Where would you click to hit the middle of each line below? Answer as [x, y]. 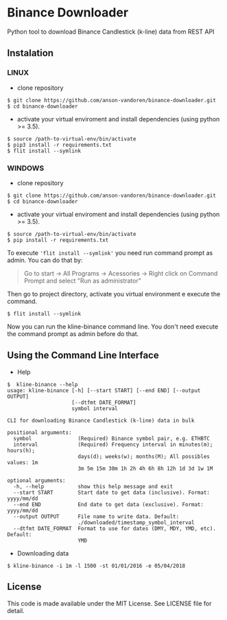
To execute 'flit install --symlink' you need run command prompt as [110, 252]
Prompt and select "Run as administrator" [83, 281]
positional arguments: [39, 432]
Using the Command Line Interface [83, 356]
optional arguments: [37, 480]
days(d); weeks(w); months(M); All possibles [144, 456]
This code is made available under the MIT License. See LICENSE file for [109, 603]
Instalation [30, 53]
